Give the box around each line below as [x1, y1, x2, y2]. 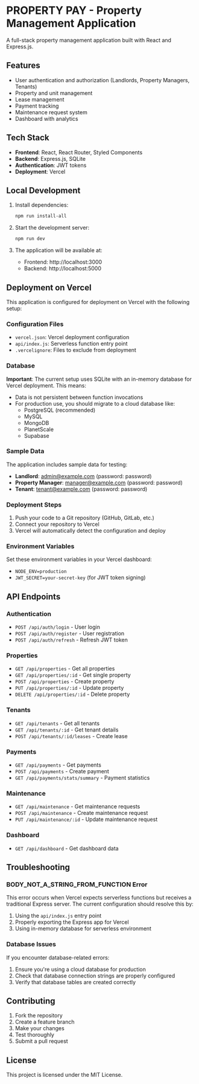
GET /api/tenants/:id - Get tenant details [14, 726, 119, 733]
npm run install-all [14, 213, 67, 219]
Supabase [24, 432, 49, 439]
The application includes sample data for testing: [6, 461, 128, 468]
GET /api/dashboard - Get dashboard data [14, 845, 119, 852]
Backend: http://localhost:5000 [24, 265, 101, 272]
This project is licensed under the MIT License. [6, 1071, 123, 1079]
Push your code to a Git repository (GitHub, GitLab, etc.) [14, 514, 155, 522]
